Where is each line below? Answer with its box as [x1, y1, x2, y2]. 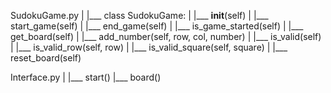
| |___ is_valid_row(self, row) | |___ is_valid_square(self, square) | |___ [10, 41, 288, 53]
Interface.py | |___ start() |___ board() [10, 71, 162, 83]
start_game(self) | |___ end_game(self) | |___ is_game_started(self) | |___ [10, 20, 304, 32]
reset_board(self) [10, 52, 82, 64]
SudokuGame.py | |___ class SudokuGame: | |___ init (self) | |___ [10, 10, 269, 21]
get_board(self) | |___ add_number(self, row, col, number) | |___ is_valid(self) [10, 31, 322, 42]
